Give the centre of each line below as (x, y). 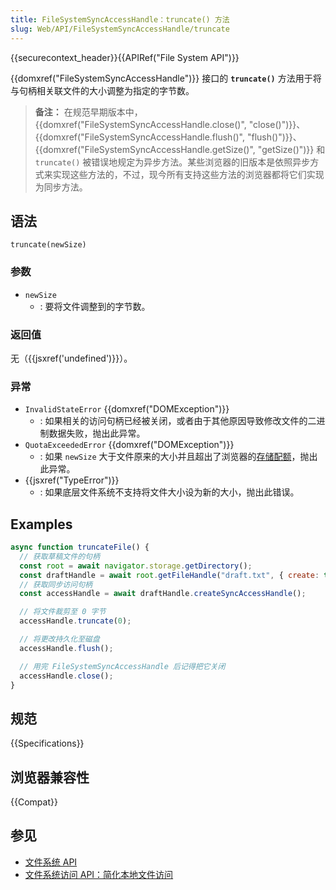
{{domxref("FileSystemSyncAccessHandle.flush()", (140, 137)
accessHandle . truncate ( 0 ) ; (75, 621)
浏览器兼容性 (50, 777)
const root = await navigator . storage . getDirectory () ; (136, 566)
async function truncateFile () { (80, 547)
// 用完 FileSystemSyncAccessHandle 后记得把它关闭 (122, 666)
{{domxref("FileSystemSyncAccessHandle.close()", (140, 124)
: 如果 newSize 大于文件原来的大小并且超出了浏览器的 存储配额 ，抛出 (178, 457)
